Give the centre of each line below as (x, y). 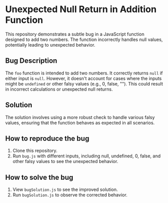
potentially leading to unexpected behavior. (50, 45)
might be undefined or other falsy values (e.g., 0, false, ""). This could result (84, 84)
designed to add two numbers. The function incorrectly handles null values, (84, 39)
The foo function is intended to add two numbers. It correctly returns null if (84, 73)
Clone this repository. (35, 151)
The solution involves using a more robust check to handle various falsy (80, 117)
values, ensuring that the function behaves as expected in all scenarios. (80, 123)
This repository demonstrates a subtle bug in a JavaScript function (75, 34)
